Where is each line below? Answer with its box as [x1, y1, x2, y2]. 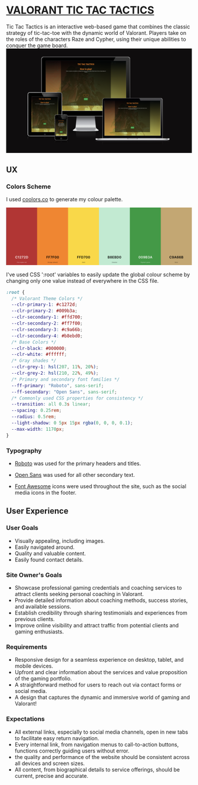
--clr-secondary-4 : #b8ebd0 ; [11, 333, 83, 339]
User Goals [6, 524, 38, 532]
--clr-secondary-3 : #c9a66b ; [11, 326, 83, 332]
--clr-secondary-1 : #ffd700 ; [11, 314, 83, 320]
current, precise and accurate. [14, 772, 88, 779]
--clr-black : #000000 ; [11, 345, 67, 351]
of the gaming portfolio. [14, 675, 72, 682]
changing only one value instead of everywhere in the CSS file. [6, 277, 159, 284]
